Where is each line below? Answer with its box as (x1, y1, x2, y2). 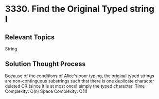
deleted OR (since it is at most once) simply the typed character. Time (5, 83, 145, 89)
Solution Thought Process (5, 60, 86, 68)
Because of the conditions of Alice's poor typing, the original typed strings (5, 73, 155, 79)
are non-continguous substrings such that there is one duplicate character (5, 78, 154, 83)
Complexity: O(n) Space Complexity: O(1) (5, 88, 88, 94)
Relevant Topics (5, 33, 55, 41)
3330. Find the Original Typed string (5, 3, 155, 15)
